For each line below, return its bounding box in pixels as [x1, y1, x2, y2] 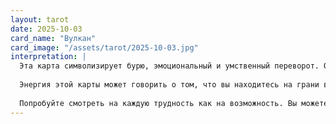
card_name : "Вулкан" [10, 33, 97, 43]
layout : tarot [10, 14, 70, 25]
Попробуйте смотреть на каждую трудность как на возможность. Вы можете [19, 98, 329, 108]
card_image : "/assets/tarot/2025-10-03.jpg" [10, 42, 199, 53]
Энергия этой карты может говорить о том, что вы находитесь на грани [19, 80, 320, 90]
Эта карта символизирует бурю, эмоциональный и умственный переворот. [19, 61, 320, 71]
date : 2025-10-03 [10, 24, 83, 34]
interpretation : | [10, 52, 87, 62]
